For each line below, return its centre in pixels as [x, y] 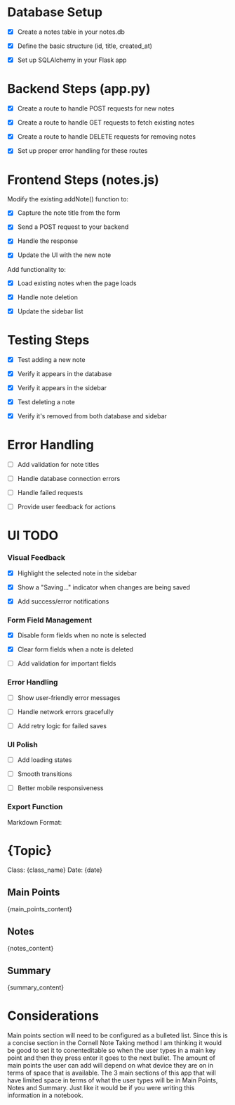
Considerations [53, 1016]
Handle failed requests [50, 493]
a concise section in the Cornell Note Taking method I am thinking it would [115, 1042]
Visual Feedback [36, 558]
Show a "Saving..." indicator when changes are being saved [104, 587]
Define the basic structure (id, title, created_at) [85, 46]
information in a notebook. [45, 1095]
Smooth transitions [45, 774]
